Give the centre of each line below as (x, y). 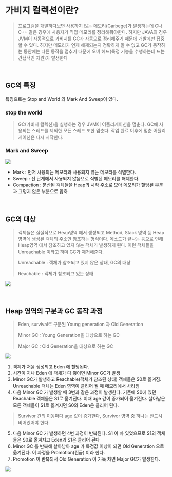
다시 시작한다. (50, 137)
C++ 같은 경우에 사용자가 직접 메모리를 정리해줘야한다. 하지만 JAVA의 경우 (92, 32)
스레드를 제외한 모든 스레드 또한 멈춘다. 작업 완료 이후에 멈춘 (92, 131)
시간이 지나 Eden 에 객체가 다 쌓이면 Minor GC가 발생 (66, 373)
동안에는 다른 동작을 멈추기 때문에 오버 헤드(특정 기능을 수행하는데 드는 (94, 51)
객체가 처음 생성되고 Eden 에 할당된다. (51, 366)
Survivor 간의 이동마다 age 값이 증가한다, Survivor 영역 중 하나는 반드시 (90, 416)
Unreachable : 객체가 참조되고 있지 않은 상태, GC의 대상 (74, 263)
